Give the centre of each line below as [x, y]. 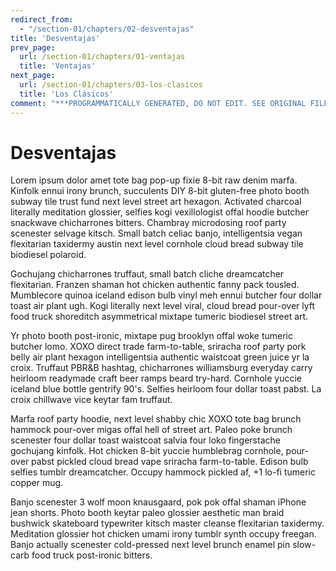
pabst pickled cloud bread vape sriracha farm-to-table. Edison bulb [170, 462]
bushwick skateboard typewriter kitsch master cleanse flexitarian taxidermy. [167, 523]
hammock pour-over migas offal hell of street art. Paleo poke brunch [151, 430]
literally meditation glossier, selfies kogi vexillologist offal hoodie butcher [160, 212]
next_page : [33, 76]
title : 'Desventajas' [55, 38]
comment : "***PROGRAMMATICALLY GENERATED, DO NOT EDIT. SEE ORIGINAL [158, 103]
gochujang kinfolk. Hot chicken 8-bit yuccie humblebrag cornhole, [147, 451]
